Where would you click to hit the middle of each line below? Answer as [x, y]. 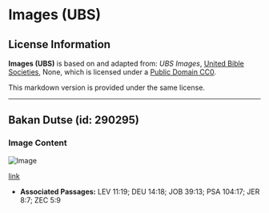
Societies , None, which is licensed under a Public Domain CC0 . [112, 72]
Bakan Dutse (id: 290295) [74, 121]
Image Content [38, 143]
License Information [59, 44]
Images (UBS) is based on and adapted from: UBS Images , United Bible [126, 63]
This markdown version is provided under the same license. [107, 87]
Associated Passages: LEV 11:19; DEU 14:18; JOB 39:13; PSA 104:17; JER [140, 191]
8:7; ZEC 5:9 [40, 200]
